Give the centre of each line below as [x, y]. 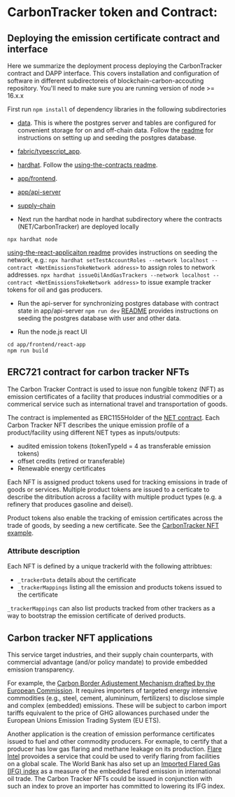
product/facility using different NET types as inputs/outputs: [94, 432]
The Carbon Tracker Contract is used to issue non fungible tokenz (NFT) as [116, 389]
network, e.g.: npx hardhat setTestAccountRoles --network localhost [108, 260]
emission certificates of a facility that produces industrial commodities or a [115, 396]
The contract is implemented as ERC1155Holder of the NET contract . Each [114, 417]
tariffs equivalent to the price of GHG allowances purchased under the [108, 713]
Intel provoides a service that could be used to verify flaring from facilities [114, 756]
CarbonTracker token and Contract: [113, 12]
